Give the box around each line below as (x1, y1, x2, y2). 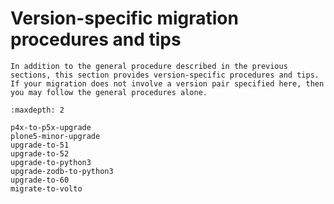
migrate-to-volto (10, 183, 83, 194)
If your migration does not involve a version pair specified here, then (10, 78, 325, 89)
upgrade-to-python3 (10, 157, 92, 167)
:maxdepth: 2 (10, 105, 65, 115)
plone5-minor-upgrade (10, 131, 101, 141)
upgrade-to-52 (10, 148, 70, 159)
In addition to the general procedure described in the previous (10, 61, 288, 71)
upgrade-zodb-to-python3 (10, 166, 114, 176)
